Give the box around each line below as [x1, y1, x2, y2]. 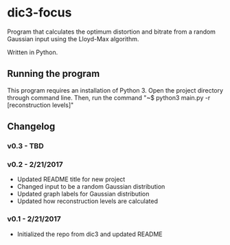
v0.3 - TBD [7, 141, 44, 151]
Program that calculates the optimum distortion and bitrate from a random [7, 27, 216, 36]
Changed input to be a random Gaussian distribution [16, 183, 165, 191]
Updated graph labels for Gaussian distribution [16, 190, 150, 198]
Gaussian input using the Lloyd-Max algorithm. [7, 34, 139, 43]
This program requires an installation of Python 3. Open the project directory [7, 86, 224, 94]
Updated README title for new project [16, 175, 126, 183]
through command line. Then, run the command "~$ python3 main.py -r [7, 93, 211, 102]
